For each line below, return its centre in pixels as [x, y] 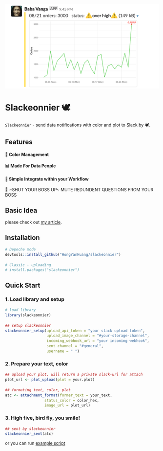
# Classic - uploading [28, 265]
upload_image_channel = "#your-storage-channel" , [98, 336]
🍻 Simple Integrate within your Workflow [47, 179]
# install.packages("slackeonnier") [42, 270]
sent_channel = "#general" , [75, 346]
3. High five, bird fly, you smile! [43, 418]
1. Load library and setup [35, 299]
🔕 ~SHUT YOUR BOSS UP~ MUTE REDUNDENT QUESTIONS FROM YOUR [79, 190]
